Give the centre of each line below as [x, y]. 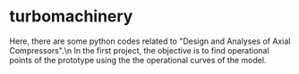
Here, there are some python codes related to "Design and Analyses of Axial [150, 41]
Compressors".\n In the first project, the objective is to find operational [140, 50]
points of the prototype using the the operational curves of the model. [138, 60]
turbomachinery [71, 16]
